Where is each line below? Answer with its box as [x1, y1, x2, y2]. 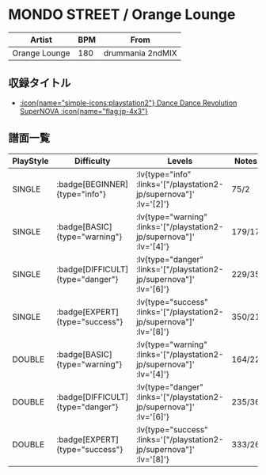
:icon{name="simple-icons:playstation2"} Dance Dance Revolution [19, 97, 237, 108]
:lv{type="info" [135, 169, 192, 180]
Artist [30, 34, 53, 45]
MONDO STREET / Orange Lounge [8, 6, 236, 24]
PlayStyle [12, 155, 49, 166]
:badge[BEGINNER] [56, 178, 129, 189]
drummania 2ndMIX [103, 47, 177, 59]
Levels [167, 155, 193, 166]
